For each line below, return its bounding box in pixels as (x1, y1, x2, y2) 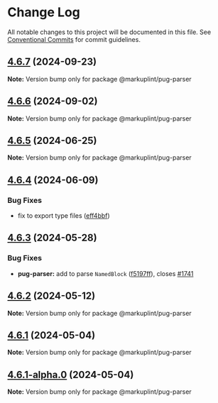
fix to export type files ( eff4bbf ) (17, 211, 110, 220)
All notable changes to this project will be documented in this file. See (7, 28, 212, 36)
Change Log (7, 4, 80, 21)
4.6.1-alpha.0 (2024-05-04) (7, 368, 134, 380)
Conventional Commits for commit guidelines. (7, 35, 141, 43)
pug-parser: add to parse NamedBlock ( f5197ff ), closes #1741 (17, 269, 194, 277)
